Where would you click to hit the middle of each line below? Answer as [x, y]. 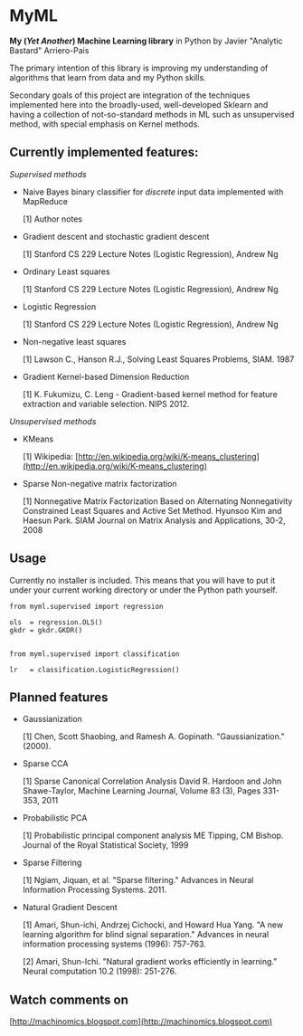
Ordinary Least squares [66, 271]
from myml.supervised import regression [87, 606]
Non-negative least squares [74, 341]
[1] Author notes [52, 219]
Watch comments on [69, 999]
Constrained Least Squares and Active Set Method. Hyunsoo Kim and [152, 510]
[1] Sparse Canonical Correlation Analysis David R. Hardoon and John [152, 781]
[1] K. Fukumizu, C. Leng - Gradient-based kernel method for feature [150, 394]
